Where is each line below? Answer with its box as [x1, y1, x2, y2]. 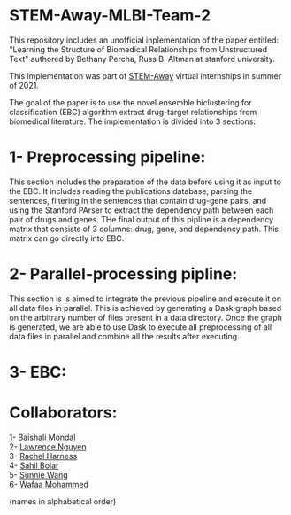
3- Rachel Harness [9, 450, 78, 461]
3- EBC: [9, 363, 67, 382]
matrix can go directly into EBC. [9, 232, 125, 244]
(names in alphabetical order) [9, 495, 117, 506]
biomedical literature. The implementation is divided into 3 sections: [9, 116, 257, 127]
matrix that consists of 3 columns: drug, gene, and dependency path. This [9, 223, 280, 234]
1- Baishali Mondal [9, 432, 76, 442]
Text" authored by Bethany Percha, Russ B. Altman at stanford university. [9, 53, 276, 64]
